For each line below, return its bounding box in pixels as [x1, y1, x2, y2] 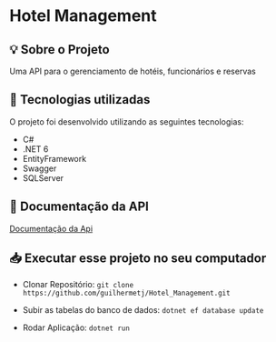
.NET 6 [22, 143, 49, 155]
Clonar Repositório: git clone [22, 279, 134, 290]
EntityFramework [22, 153, 87, 164]
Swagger [22, 163, 57, 174]
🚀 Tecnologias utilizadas [9, 92, 151, 107]
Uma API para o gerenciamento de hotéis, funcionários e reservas [9, 65, 256, 76]
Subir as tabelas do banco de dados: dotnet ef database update [22, 305, 264, 316]
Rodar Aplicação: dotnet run [22, 322, 130, 333]
